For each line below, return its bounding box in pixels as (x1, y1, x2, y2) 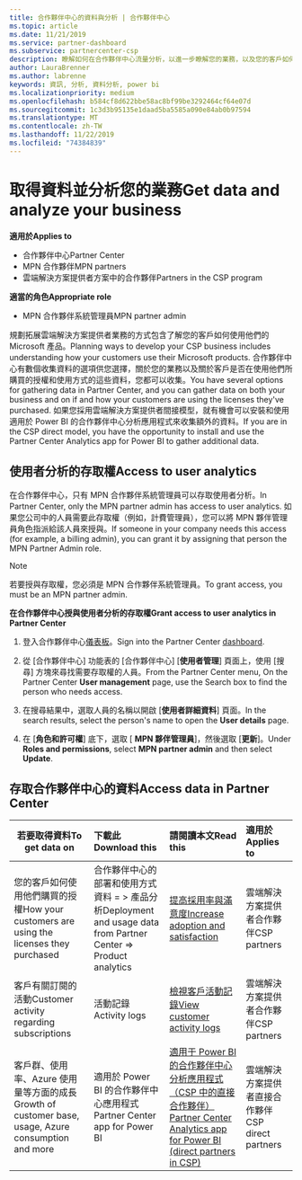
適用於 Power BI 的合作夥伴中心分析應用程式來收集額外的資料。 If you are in (9, 415, 288, 427)
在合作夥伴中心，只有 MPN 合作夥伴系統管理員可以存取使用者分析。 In (9, 489, 268, 500)
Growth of (13, 1098, 57, 1111)
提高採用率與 (169, 894, 224, 907)
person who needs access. (22, 686, 123, 696)
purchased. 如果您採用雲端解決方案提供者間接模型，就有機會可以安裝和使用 (9, 404, 290, 415)
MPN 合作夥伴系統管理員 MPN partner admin (22, 310, 187, 321)
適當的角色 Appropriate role (9, 291, 112, 302)
